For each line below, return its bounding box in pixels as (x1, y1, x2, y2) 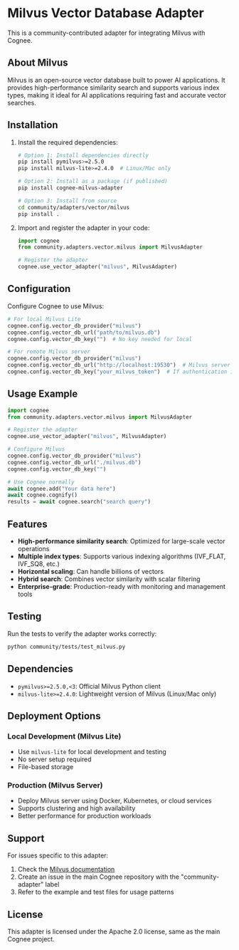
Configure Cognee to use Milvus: (7, 301, 105, 310)
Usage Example (7, 388, 78, 400)
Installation (7, 119, 58, 131)
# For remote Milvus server (7, 348, 91, 355)
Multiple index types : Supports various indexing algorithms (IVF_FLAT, (17, 552, 226, 560)
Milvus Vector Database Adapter (7, 5, 204, 21)
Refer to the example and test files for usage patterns (17, 888, 174, 897)
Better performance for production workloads (17, 812, 152, 820)
